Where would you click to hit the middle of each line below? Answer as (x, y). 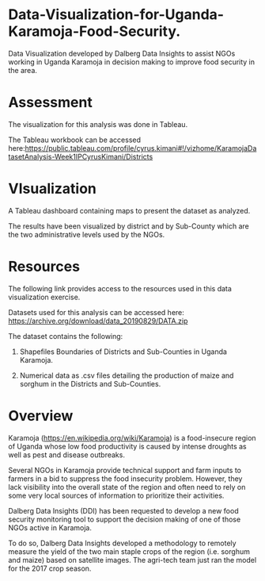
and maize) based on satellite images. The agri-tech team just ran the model (132, 560)
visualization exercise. (44, 297)
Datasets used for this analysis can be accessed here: (96, 312)
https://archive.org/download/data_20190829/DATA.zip (98, 321)
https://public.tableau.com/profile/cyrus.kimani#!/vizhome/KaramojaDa (141, 148)
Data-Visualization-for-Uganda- (116, 15)
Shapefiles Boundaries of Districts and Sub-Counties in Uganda (123, 352)
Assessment (50, 103)
